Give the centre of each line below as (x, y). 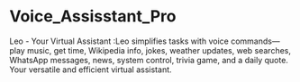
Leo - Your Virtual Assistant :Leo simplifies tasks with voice (119, 41)
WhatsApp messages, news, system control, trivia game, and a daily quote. (149, 60)
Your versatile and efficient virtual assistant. (91, 70)
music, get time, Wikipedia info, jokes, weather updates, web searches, (159, 50)
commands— (256, 41)
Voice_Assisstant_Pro (93, 16)
